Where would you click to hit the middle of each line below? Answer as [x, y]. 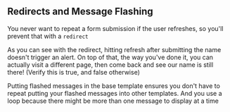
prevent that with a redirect [48, 36]
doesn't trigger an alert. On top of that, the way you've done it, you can [110, 57]
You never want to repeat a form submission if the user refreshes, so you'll [115, 28]
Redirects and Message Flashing [80, 12]
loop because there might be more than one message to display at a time [113, 101]
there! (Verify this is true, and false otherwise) [74, 72]
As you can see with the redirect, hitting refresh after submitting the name [114, 49]
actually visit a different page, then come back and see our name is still [110, 64]
